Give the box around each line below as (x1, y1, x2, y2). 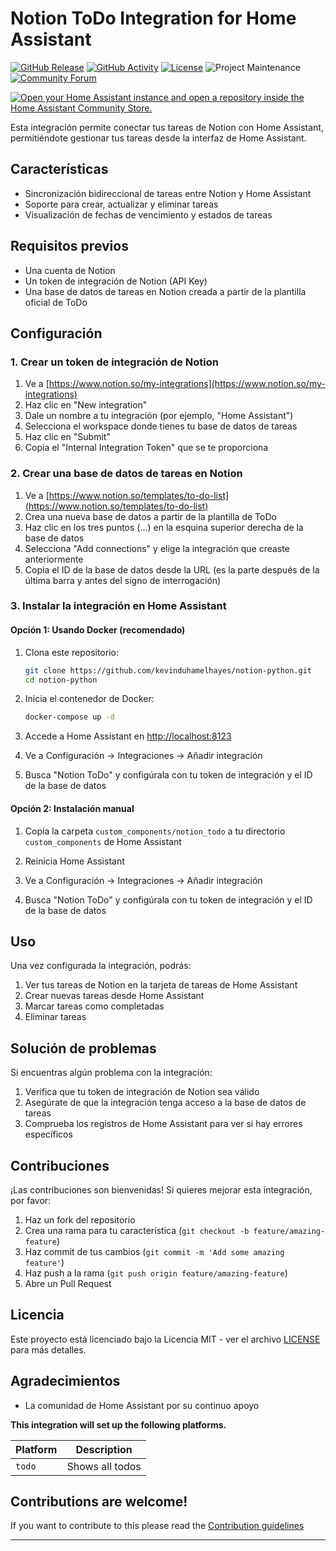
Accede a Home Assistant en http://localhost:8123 (24, 730, 232, 742)
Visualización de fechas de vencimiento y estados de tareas (24, 208, 273, 221)
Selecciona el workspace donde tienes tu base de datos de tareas (24, 420, 298, 432)
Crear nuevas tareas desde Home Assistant (24, 990, 205, 1002)
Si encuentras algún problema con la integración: (10, 1067, 213, 1079)
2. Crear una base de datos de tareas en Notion (10, 467, 243, 481)
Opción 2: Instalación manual (10, 802, 135, 814)
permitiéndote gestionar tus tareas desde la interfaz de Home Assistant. (10, 132, 307, 144)
